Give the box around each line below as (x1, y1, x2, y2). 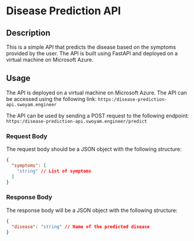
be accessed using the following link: (6, 95, 97, 102)
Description (6, 28, 50, 38)
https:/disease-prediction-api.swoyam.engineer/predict (6, 118, 147, 124)
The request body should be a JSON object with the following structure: (6, 145, 182, 153)
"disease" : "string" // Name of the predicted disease (11, 224, 150, 230)
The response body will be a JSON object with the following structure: (6, 207, 178, 214)
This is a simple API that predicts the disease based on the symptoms (6, 43, 176, 50)
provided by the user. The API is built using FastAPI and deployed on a (6, 50, 178, 57)
